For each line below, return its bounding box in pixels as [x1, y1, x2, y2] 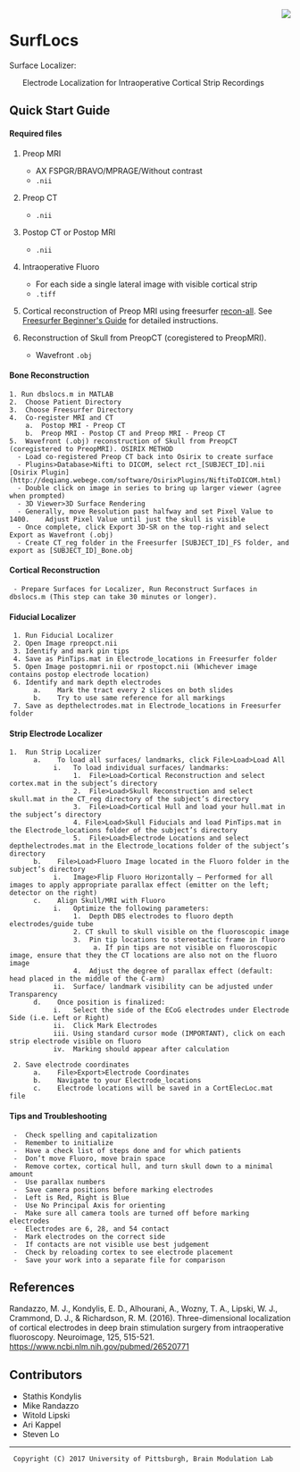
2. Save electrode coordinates [12, 1060, 129, 1070]
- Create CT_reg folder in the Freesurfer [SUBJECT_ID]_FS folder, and [17, 538, 290, 548]
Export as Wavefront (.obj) [9, 531, 114, 539]
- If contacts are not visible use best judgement [12, 1240, 210, 1249]
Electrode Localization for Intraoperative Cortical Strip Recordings [21, 77, 265, 88]
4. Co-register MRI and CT [9, 413, 114, 422]
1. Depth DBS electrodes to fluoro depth [72, 912, 234, 921]
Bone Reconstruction [9, 370, 89, 381]
